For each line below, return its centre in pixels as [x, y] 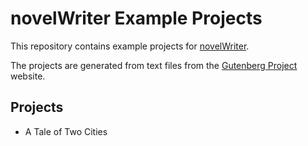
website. [28, 76]
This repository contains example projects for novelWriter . [130, 46]
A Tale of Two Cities [66, 131]
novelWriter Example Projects [136, 18]
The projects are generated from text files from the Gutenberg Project [154, 65]
